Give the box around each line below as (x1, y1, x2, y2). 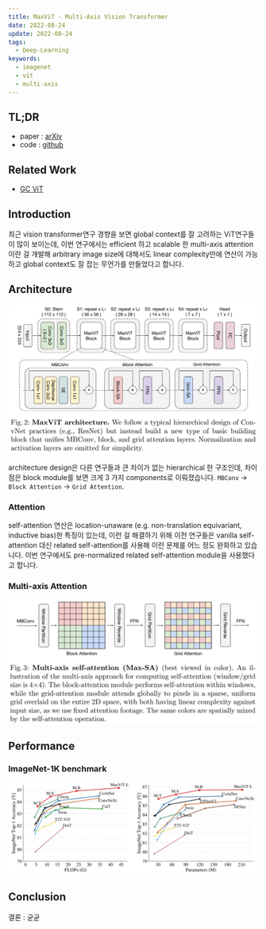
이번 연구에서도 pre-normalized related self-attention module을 (25, 550, 228, 560)
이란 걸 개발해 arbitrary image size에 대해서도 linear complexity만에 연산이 (8, 249, 244, 259)
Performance (8, 739, 75, 752)
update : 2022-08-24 (8, 29, 73, 37)
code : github (19, 140, 64, 150)
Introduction (8, 207, 71, 221)
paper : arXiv (19, 131, 63, 141)
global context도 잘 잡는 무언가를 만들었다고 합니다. (22, 260, 184, 269)
